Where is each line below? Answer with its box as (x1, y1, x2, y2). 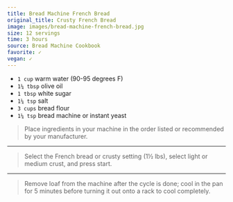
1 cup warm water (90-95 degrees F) (17, 74, 123, 83)
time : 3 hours (7, 36, 49, 43)
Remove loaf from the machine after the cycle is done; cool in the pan (24, 179, 223, 187)
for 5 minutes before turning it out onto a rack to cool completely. (24, 187, 211, 195)
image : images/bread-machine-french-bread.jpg (7, 23, 144, 30)
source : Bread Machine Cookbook (7, 42, 101, 49)
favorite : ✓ (7, 49, 42, 56)
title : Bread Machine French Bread (7, 10, 110, 17)
